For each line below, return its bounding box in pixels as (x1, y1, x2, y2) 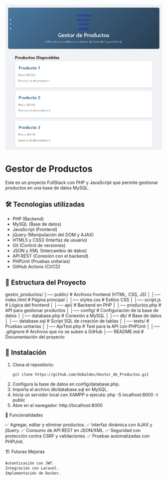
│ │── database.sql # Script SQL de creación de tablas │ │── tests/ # (5, 317, 150, 324)
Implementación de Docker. (5, 470, 61, 475)
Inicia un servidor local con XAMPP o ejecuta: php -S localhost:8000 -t (12, 391, 159, 397)
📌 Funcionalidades (5, 412, 43, 418)
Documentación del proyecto (5, 333, 65, 339)
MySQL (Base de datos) (12, 221, 61, 227)
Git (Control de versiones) (12, 242, 66, 248)
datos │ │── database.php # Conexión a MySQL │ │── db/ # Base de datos (5, 312, 162, 318)
